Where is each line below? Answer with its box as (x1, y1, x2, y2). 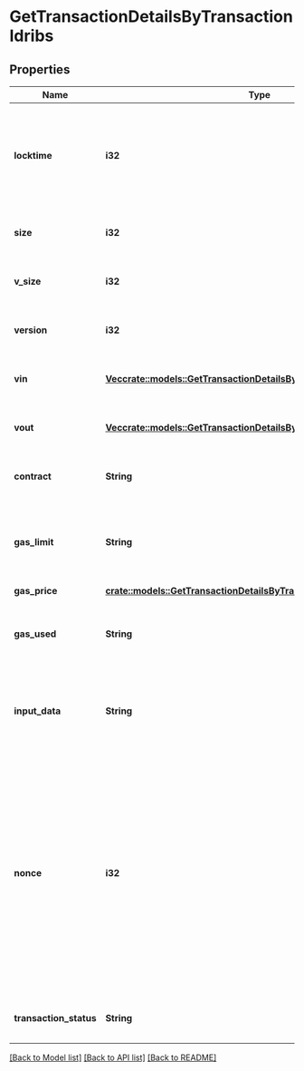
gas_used (14, 628, 57, 640)
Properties (9, 62, 71, 77)
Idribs (9, 25, 54, 46)
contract (14, 470, 52, 482)
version (14, 324, 48, 336)
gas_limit (14, 536, 54, 548)
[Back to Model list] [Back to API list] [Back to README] (9, 1052, 217, 1063)
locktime (14, 150, 52, 161)
